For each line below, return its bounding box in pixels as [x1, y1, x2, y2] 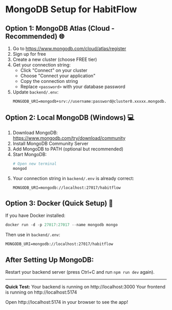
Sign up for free [12, 51, 46, 57]
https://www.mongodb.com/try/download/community [12, 135, 126, 141]
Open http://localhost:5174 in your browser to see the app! [5, 299, 128, 305]
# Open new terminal [12, 161, 57, 166]
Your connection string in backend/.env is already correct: [12, 175, 135, 181]
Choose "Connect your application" [20, 73, 96, 79]
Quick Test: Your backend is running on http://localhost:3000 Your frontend [5, 284, 165, 290]
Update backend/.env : [12, 89, 59, 95]
